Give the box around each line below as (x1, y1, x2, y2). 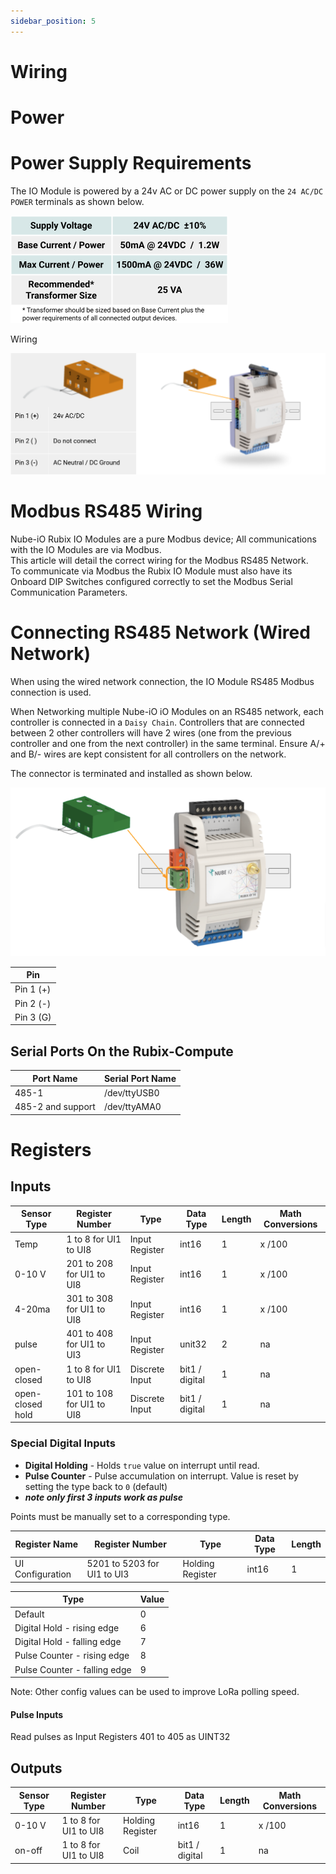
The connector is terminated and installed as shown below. (10, 767, 253, 779)
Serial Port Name (103, 1072, 177, 1084)
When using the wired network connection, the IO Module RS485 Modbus (10, 675, 315, 687)
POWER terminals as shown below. (10, 195, 145, 207)
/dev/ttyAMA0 (103, 1101, 162, 1113)
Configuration (14, 1568, 72, 1580)
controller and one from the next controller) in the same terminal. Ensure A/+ (10, 737, 326, 749)
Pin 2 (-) (14, 997, 52, 1009)
